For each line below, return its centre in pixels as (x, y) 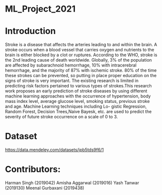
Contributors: (33, 170)
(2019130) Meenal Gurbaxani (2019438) (45, 188)
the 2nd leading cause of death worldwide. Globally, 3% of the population (79, 60)
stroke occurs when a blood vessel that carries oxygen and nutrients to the (80, 50)
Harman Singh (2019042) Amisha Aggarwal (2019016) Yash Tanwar (72, 183)
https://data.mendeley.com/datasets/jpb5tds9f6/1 (54, 150)
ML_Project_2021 (40, 9)
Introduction (30, 31)
